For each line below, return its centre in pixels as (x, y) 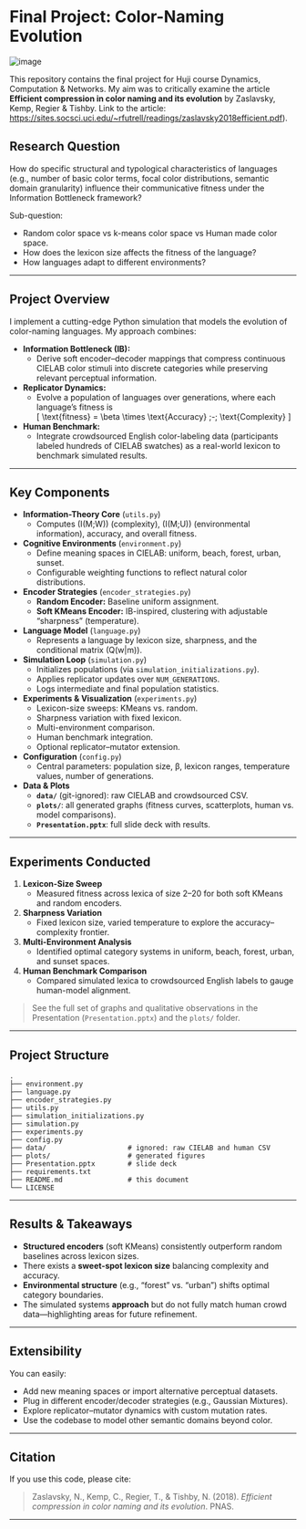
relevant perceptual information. (97, 378)
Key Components (60, 492)
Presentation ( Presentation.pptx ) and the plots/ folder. (136, 1018)
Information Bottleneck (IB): (76, 348)
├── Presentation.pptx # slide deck (93, 1164)
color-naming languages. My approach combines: (103, 331)
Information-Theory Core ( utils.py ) (92, 515)
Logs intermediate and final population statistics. (127, 689)
